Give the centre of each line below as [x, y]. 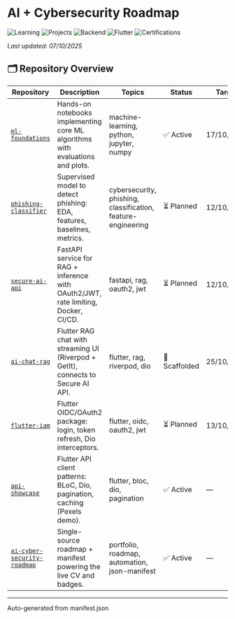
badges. [70, 584]
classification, [132, 207]
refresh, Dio [76, 438]
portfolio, [123, 545]
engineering [129, 224]
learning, [123, 125]
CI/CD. [68, 319]
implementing [80, 121]
